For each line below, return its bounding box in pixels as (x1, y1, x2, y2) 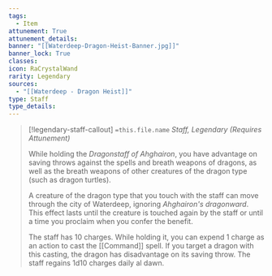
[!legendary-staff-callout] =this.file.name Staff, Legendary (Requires (28, 125, 262, 135)
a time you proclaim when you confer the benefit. (28, 217, 193, 226)
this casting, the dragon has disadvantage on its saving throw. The (28, 249, 251, 260)
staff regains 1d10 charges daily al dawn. (28, 258, 165, 268)
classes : (8, 58, 38, 66)
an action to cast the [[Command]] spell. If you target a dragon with (28, 241, 254, 251)
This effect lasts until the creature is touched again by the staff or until (28, 208, 264, 218)
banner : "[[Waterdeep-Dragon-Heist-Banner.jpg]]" (8, 42, 180, 50)
